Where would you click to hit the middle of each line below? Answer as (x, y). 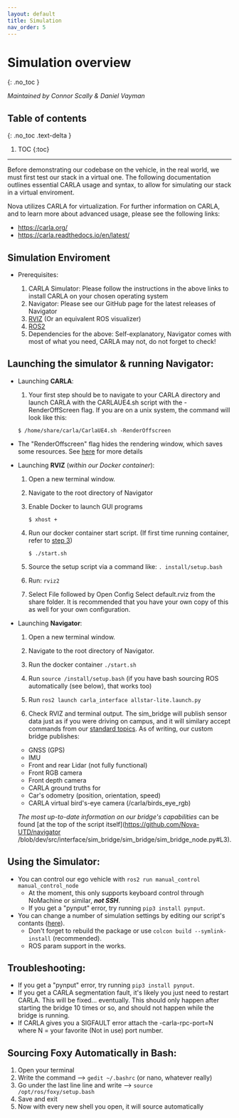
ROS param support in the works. (77, 946)
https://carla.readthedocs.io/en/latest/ (74, 235)
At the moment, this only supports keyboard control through (116, 893)
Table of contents (47, 118)
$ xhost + (43, 519)
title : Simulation (34, 21)
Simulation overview (69, 62)
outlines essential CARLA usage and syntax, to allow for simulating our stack (119, 185)
